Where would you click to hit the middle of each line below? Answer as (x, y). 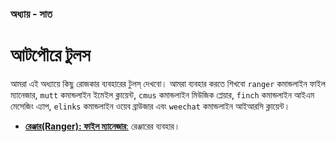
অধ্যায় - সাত (31, 14)
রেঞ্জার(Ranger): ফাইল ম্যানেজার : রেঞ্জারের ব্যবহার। (102, 126)
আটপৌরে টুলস (50, 55)
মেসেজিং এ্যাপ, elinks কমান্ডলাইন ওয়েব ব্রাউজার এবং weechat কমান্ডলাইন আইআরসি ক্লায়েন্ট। (150, 106)
